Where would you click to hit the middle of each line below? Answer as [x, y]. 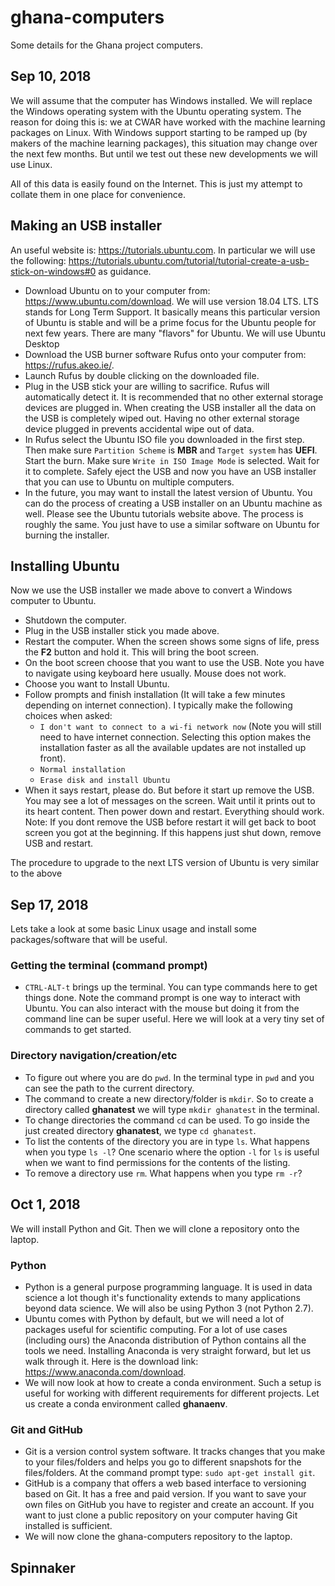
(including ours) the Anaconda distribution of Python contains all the [165, 1340]
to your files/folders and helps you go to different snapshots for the [163, 1462]
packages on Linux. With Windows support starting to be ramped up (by [159, 132]
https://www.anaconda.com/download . [105, 1372]
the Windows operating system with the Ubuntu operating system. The [156, 111]
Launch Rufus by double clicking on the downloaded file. [142, 375]
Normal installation [82, 770]
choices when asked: [68, 716]
